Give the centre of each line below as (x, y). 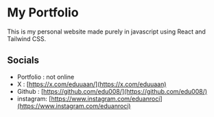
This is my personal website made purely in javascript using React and (106, 31)
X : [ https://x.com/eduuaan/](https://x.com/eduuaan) (92, 84)
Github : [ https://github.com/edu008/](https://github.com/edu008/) (112, 91)
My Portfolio (43, 13)
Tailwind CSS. (27, 38)
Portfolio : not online (46, 77)
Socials (23, 61)
